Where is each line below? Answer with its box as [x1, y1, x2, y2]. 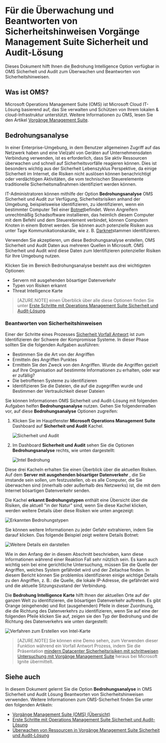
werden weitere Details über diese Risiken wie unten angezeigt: [5, 507, 134, 513]
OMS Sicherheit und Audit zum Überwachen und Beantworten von [5, 68, 140, 74]
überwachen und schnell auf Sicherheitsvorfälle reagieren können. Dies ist [5, 160, 157, 166]
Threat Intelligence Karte [12, 288, 63, 293]
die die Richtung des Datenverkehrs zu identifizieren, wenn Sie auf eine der [5, 608, 159, 614]
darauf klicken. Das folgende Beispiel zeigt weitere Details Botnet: [5, 532, 139, 538]
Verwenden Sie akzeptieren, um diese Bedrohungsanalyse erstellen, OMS [5, 237, 155, 243]
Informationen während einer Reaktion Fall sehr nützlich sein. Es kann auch [5, 556, 158, 562]
